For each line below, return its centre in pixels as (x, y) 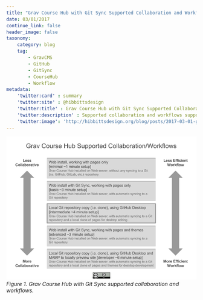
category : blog (36, 45)
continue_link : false (34, 25)
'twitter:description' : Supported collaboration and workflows (100, 115)
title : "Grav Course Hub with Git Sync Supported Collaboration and (94, 13)
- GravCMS (40, 58)
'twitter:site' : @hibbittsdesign (60, 102)
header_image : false (32, 32)
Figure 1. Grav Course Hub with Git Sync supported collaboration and (93, 284)
